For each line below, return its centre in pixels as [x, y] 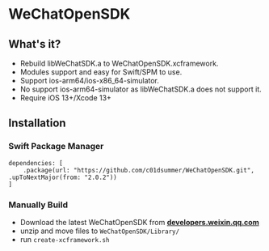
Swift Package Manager [56, 147]
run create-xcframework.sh [65, 239]
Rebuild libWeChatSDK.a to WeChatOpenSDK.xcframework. [119, 63]
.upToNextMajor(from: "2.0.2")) [63, 177]
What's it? [35, 44]
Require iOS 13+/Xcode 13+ [65, 98]
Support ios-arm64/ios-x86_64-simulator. [90, 81]
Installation [37, 123]
